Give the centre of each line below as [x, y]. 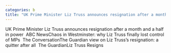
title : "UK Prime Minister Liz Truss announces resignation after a [79, 15]
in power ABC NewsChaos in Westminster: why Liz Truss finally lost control [85, 34]
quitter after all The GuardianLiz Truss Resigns [54, 45]
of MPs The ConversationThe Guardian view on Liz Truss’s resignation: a [82, 40]
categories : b [20, 10]
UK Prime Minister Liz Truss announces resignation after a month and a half [84, 29]
